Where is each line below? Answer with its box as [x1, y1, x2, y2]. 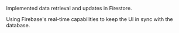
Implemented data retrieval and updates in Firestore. [6, 5, 133, 11]
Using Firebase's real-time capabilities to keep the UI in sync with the [6, 16, 174, 22]
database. [6, 22, 30, 28]
